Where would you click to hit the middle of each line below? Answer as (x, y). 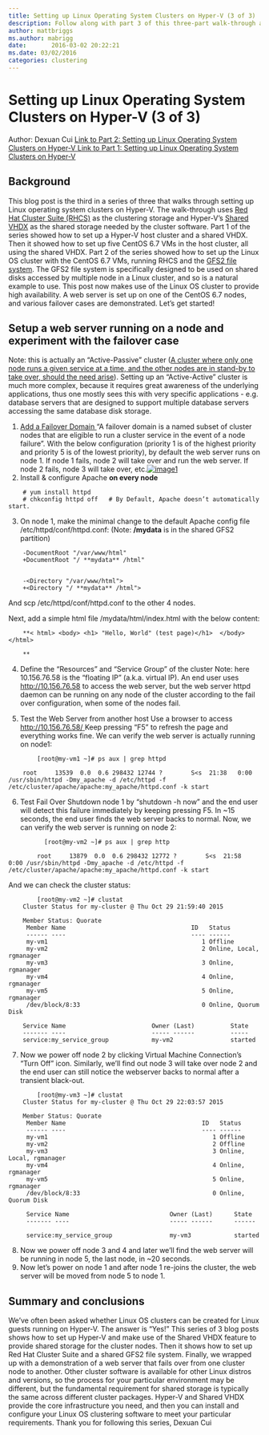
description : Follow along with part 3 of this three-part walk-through (132, 23)
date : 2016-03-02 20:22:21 (64, 46)
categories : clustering (48, 61)
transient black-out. (52, 1081)
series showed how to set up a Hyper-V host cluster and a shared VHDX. (128, 235)
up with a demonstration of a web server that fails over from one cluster (127, 1363)
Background (39, 182)
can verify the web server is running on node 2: (98, 827)
